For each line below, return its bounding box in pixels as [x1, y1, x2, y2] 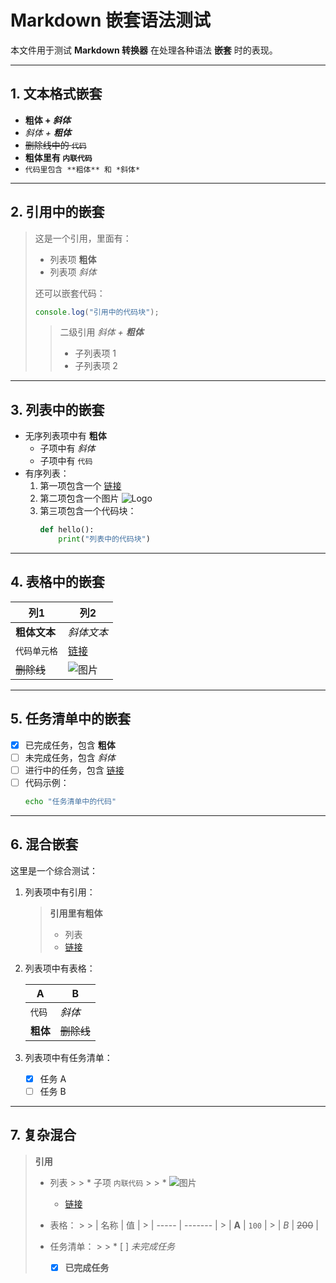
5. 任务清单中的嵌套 [10, 711, 131, 728]
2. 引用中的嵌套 [10, 204, 105, 221]
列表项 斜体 [49, 266, 97, 278]
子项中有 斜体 [39, 442, 96, 455]
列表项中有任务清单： [24, 1051, 113, 1063]
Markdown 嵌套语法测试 [10, 9, 212, 32]
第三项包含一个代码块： [39, 505, 137, 517]
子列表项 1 [74, 347, 117, 360]
